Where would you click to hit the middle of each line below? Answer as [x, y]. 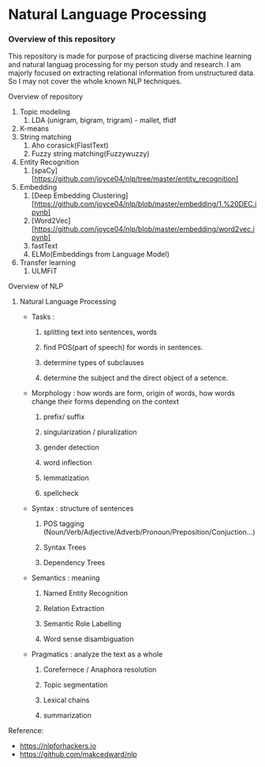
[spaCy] [44, 170]
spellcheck [61, 493]
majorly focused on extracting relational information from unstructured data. [132, 73]
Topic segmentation [75, 685]
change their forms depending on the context [105, 402]
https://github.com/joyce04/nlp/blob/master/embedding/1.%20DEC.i [146, 204]
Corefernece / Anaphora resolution [100, 670]
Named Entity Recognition [86, 594]
